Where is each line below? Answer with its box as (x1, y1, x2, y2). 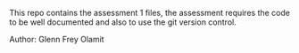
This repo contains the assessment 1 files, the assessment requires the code (9, 8, 290, 18)
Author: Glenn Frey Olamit (9, 34, 104, 44)
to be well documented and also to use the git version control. (9, 17, 237, 27)
